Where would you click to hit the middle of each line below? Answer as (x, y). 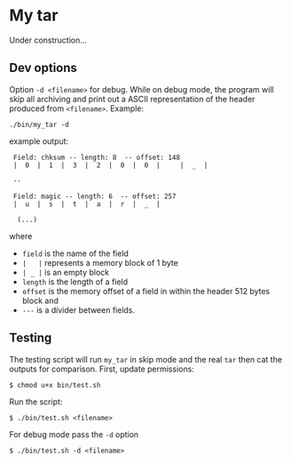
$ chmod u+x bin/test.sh (55, 385)
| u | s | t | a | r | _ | (87, 204)
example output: (39, 141)
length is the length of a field (75, 282)
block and (40, 300)
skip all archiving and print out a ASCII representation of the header (132, 99)
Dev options (43, 68)
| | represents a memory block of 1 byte (100, 262)
